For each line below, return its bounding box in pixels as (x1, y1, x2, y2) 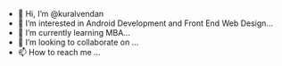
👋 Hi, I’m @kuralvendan (17, 9, 104, 19)
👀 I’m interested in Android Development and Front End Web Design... (17, 18, 274, 29)
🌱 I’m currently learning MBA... (17, 28, 131, 37)
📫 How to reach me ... (17, 47, 101, 57)
